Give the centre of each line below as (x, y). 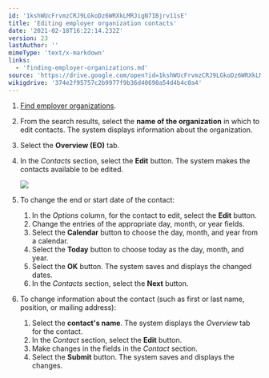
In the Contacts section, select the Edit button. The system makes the (135, 160)
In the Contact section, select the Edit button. (107, 340)
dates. (42, 275)
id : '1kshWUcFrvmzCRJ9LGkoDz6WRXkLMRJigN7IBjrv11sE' (98, 16)
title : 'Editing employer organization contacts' (93, 23)
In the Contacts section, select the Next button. (110, 283)
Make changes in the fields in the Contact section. (114, 348)
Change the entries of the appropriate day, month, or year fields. (138, 223)
